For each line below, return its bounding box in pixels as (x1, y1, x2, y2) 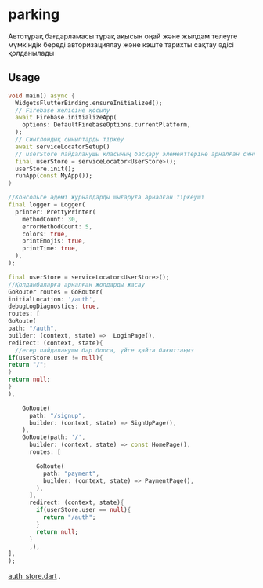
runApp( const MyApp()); (15, 172, 92, 180)
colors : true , (22, 230, 68, 238)
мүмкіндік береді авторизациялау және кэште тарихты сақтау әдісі (8, 39, 235, 49)
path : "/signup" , (28, 411, 86, 419)
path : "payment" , (42, 469, 100, 477)
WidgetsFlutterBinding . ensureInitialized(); (15, 99, 163, 107)
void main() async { (8, 92, 76, 100)
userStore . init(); (15, 165, 76, 173)
